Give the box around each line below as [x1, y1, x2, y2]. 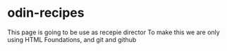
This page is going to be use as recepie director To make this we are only [7, 28, 220, 36]
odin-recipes [7, 5, 85, 21]
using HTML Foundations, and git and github [7, 35, 137, 43]
